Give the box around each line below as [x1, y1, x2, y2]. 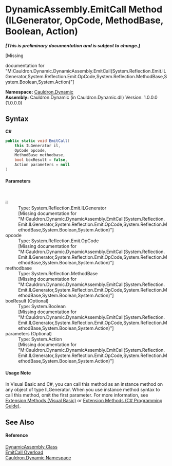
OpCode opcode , [14, 148, 47, 153]
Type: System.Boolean [18, 303, 66, 310]
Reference [5, 432, 28, 438]
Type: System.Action [18, 336, 63, 343]
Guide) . [5, 403, 21, 409]
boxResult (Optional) [5, 298, 49, 304]
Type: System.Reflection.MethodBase [18, 271, 98, 277]
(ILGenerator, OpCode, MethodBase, [5, 14, 163, 26]
